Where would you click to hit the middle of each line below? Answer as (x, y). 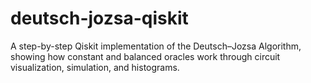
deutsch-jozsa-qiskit (99, 18)
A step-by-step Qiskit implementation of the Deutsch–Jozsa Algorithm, (156, 46)
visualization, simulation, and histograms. (95, 67)
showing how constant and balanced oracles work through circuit (145, 56)
